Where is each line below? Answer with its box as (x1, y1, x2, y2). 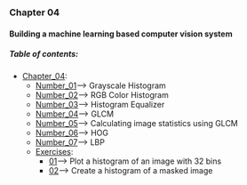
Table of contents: (9, 49, 78, 60)
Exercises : (35, 147, 74, 157)
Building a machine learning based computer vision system (9, 28, 233, 39)
